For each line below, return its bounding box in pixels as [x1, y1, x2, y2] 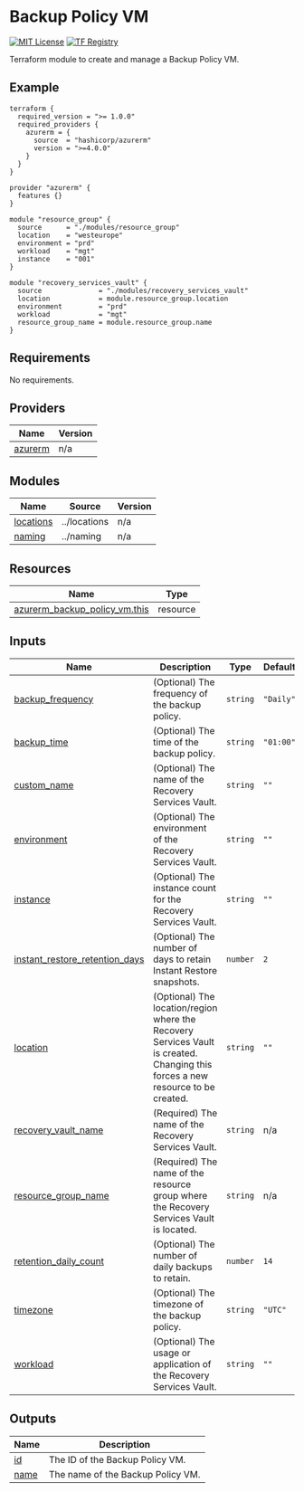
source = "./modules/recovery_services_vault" [17, 286, 249, 295]
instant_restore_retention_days [14, 953, 145, 965]
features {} [17, 191, 63, 200]
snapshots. [153, 975, 201, 988]
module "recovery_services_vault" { [9, 278, 147, 287]
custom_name [14, 778, 74, 791]
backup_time [14, 736, 69, 748]
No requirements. [9, 374, 75, 385]
